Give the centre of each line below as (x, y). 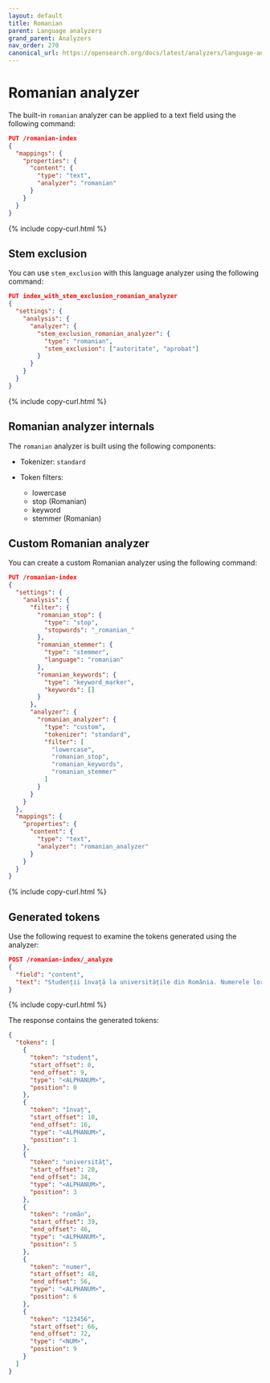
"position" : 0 (53, 1087)
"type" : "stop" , (71, 622)
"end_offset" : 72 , (60, 1334)
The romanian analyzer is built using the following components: (112, 446)
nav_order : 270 (34, 46)
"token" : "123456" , (62, 1319)
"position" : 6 (53, 1297)
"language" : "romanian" (84, 660)
